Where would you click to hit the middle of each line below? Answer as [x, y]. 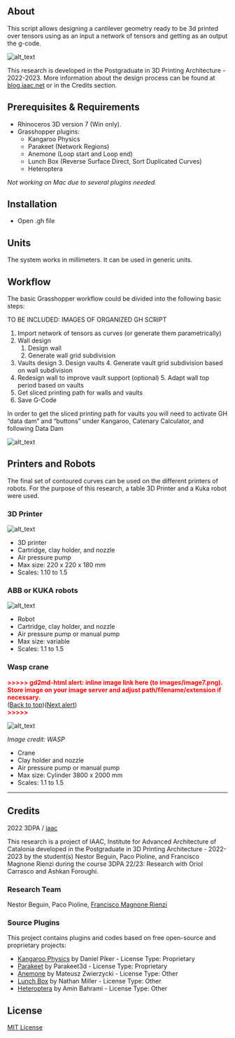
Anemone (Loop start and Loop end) [80, 154]
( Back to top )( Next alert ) [42, 704]
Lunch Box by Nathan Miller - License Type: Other [90, 981]
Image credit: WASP [36, 739]
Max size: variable [43, 641]
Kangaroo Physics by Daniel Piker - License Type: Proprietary [106, 959]
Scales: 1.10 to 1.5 [42, 572]
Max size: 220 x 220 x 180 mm [62, 565]
